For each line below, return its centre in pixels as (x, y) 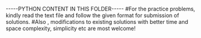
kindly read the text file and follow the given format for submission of (93, 15)
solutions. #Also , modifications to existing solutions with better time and (97, 22)
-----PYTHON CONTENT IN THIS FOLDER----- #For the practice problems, (100, 9)
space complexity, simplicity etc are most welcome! (71, 28)
